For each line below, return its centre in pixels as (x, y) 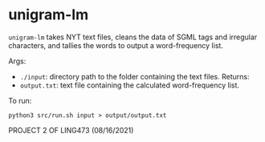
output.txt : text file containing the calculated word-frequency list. (129, 85)
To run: (20, 100)
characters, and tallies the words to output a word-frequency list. (116, 45)
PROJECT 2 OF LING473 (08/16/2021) (71, 130)
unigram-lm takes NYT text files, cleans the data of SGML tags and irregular (133, 37)
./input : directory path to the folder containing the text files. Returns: (135, 76)
